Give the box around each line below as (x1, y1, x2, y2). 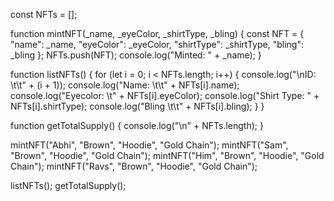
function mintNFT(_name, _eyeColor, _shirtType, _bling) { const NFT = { (10, 28, 305, 39)
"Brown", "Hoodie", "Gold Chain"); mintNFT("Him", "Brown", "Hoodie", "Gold (10, 150, 325, 161)
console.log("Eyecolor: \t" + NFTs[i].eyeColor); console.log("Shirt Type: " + (10, 90, 320, 101)
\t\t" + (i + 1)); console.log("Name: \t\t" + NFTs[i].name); (10, 79, 240, 91)
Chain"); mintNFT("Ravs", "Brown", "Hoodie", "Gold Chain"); (10, 160, 258, 172)
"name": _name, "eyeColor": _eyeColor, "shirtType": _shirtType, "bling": (10, 39, 304, 50)
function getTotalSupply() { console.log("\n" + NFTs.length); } (10, 120, 264, 131)
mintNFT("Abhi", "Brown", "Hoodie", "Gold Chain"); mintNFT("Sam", (10, 139, 289, 151)
